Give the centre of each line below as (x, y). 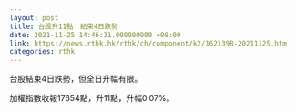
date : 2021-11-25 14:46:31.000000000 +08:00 (95, 35)
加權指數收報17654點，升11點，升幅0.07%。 (92, 98)
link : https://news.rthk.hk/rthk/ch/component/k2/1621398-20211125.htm (148, 43)
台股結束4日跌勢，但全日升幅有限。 (76, 79)
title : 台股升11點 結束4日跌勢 (64, 26)
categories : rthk (42, 52)
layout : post (34, 18)
